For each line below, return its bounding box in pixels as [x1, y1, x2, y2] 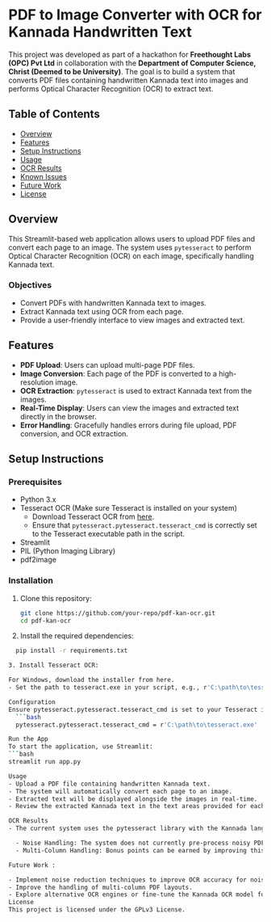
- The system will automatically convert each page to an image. [8, 787, 232, 795]
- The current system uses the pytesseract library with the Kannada [8, 824, 248, 833]
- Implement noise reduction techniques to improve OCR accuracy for [8, 875, 248, 884]
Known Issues [19, 171, 67, 181]
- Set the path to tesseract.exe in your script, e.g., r [8, 684, 207, 692]
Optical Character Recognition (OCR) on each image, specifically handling [8, 250, 254, 260]
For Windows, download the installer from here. [8, 676, 175, 684]
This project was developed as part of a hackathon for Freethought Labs [8, 49, 252, 59]
